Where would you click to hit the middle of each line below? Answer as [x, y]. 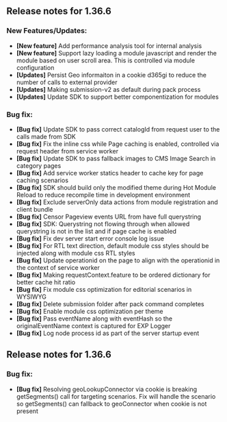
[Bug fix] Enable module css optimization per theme [90, 311]
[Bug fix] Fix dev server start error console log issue [90, 238]
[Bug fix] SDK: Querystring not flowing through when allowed [103, 224]
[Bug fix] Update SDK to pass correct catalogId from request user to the [118, 129]
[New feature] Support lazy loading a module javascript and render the [116, 53]
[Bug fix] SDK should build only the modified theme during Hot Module [116, 187]
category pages [39, 165]
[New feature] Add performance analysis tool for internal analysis [109, 46]
